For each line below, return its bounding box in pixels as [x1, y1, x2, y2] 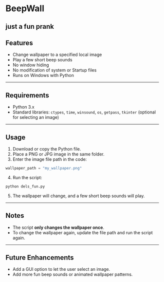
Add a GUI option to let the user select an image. [12, 266, 110, 272]
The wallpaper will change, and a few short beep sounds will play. [12, 193, 145, 199]
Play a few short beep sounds [12, 57, 73, 63]
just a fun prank [5, 22, 54, 31]
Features [5, 38, 33, 47]
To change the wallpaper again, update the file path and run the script [12, 229, 153, 235]
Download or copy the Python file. [12, 146, 81, 152]
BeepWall [5, 3, 45, 14]
